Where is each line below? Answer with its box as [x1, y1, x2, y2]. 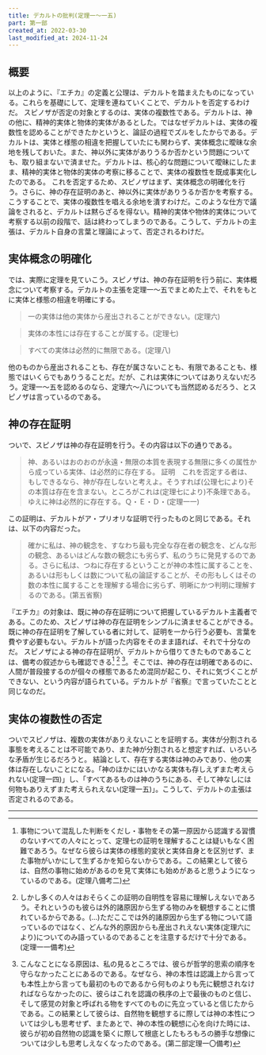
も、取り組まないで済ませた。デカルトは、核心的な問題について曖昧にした [8, 157, 250, 167]
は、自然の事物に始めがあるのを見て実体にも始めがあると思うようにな [19, 866, 249, 875]
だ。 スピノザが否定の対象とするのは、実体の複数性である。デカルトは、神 [8, 108, 253, 118]
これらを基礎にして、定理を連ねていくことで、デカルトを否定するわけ [21, 98, 250, 107]
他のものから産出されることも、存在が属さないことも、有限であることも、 [8, 362, 251, 372]
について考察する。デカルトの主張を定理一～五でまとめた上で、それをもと [14, 284, 257, 294]
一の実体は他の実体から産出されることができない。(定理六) [27, 311, 221, 321]
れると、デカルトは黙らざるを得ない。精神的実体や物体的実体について [28, 207, 258, 217]
